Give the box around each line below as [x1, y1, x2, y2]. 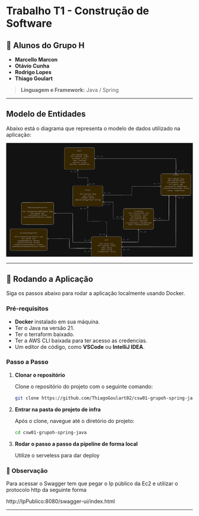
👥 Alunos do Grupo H [6, 40, 85, 50]
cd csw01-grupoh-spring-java [14, 430, 87, 435]
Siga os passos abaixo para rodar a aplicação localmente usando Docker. [6, 290, 185, 297]
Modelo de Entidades [6, 109, 86, 119]
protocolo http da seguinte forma [6, 486, 87, 493]
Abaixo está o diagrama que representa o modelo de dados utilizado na [6, 124, 181, 132]
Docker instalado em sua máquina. [14, 318, 100, 325]
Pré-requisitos [6, 305, 49, 313]
